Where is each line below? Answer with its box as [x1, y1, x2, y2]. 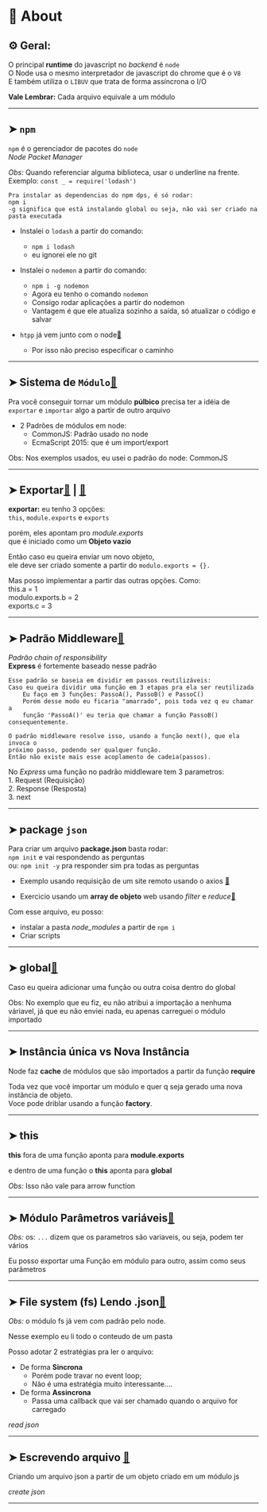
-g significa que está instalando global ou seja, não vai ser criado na [8, 205, 258, 213]
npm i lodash [31, 242, 75, 251]
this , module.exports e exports [8, 512, 110, 523]
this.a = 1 [8, 584, 38, 594]
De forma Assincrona [19, 1388, 91, 1398]
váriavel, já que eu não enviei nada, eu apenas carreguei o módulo [8, 1006, 226, 1015]
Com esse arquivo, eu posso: [8, 907, 104, 917]
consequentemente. [8, 718, 69, 726]
